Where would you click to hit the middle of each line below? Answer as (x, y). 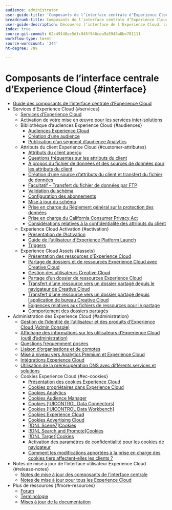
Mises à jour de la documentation (56, 502)
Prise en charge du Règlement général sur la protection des (91, 207)
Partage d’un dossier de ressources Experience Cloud (85, 278)
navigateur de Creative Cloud (59, 289)
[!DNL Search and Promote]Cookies (66, 431)
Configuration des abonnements (62, 196)
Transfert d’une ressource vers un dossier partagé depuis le (91, 284)
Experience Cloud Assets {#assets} (58, 251)
